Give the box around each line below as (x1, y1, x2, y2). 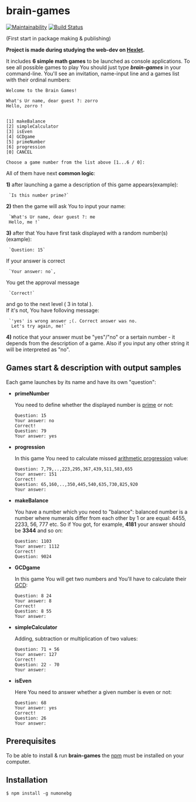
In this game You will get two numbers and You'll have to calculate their (14, 575, 187, 582)
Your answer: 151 (14, 471, 57, 477)
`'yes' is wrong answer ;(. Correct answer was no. (8, 318, 137, 324)
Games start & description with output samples (6, 363, 181, 373)
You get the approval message (6, 278, 80, 286)
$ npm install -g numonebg (6, 790, 72, 797)
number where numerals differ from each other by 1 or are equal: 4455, (14, 514, 186, 521)
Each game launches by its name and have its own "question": (6, 378, 156, 385)
